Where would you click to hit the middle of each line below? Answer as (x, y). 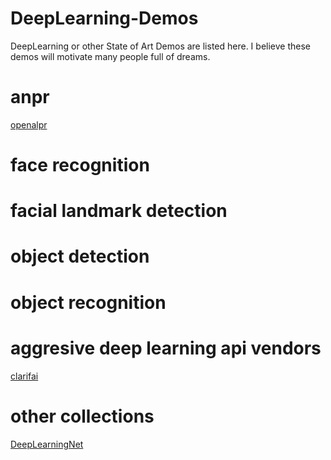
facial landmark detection (119, 211)
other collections (82, 416)
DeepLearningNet (47, 444)
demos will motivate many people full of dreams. (110, 56)
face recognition (80, 165)
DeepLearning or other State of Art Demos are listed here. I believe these (160, 46)
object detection (80, 256)
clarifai (24, 376)
